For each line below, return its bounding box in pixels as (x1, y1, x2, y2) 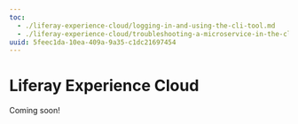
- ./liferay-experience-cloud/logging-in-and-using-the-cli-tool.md (17, 21, 276, 30)
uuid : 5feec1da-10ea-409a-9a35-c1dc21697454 (9, 37, 176, 47)
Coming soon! (9, 105, 60, 116)
